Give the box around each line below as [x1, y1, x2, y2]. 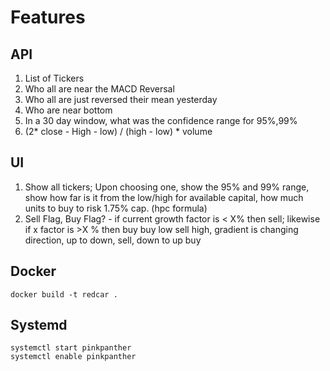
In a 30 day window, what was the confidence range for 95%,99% [24, 115, 298, 126]
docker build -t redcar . [10, 289, 118, 300]
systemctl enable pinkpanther [10, 352, 137, 362]
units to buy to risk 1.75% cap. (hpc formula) [24, 202, 208, 214]
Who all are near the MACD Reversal [24, 83, 175, 95]
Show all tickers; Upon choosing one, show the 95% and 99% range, [24, 181, 310, 193]
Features [10, 6, 86, 29]
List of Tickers [24, 72, 85, 84]
